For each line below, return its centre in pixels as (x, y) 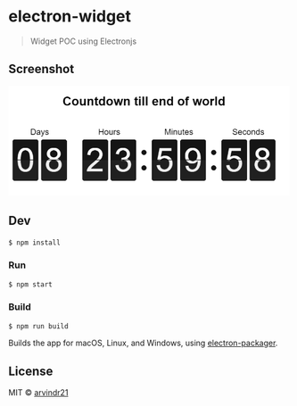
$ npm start (30, 285)
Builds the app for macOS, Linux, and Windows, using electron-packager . (143, 343)
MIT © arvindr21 (38, 393)
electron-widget (70, 17)
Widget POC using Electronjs (83, 41)
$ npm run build (38, 327)
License (31, 371)
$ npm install (35, 243)
